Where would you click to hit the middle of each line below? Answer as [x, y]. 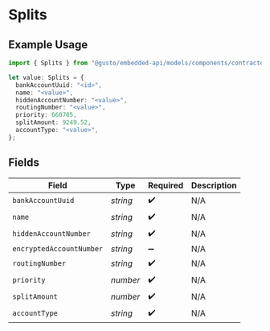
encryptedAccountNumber [58, 248]
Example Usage [48, 45]
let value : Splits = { [46, 77]
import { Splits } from [48, 63]
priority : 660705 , [47, 115]
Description [214, 185]
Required [166, 185]
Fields [24, 163]
